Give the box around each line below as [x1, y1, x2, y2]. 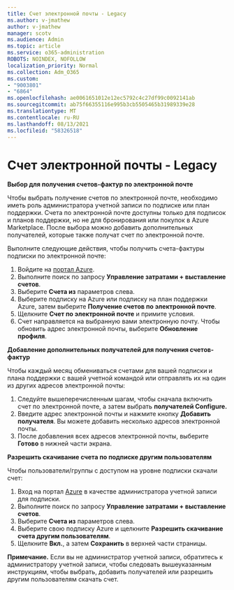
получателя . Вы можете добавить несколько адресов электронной [17, 417, 220, 426]
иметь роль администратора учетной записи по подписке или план [7, 201, 210, 209]
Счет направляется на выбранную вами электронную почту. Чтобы [17, 317, 220, 325]
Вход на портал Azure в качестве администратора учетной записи [17, 487, 217, 496]
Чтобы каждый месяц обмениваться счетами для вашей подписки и [7, 367, 213, 375]
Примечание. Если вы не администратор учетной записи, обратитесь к [7, 553, 224, 561]
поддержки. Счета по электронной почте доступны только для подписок [7, 209, 226, 217]
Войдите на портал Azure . [17, 265, 95, 274]
